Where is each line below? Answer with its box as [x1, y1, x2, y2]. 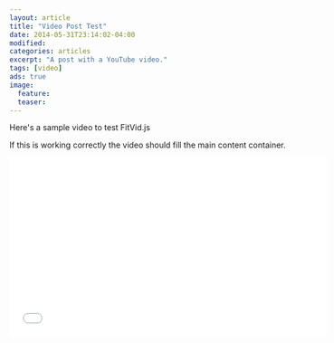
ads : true [9, 72, 47, 81]
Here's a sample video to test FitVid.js [9, 122, 151, 133]
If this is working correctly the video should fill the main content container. [9, 139, 287, 150]
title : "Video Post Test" [9, 22, 107, 31]
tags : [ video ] [9, 64, 63, 73]
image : [9, 81, 34, 90]
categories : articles [9, 47, 91, 56]
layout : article [9, 13, 71, 23]
